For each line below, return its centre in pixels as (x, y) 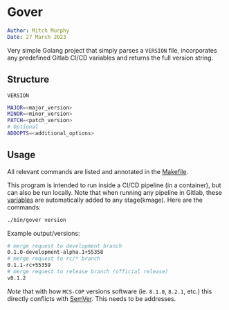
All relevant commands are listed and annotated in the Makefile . (98, 171)
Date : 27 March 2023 (37, 37)
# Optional (23, 127)
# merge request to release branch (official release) (88, 272)
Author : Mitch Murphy (38, 31)
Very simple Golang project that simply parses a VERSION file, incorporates (112, 50)
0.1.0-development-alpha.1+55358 (55, 252)
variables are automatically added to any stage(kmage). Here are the (105, 200)
